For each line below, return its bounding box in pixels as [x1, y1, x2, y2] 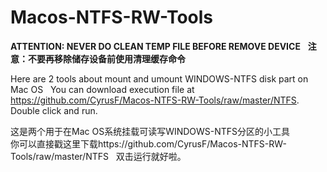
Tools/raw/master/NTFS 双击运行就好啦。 [10, 150, 187, 162]
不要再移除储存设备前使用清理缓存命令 [27, 52, 186, 65]
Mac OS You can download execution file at [10, 83, 195, 95]
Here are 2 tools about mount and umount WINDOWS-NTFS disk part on [10, 72, 309, 85]
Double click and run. [10, 104, 98, 116]
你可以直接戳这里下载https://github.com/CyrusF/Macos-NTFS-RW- [10, 137, 287, 150]
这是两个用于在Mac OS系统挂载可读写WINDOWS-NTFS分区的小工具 [10, 125, 291, 137]
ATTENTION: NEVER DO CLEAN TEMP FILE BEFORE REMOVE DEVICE [10, 40, 301, 52]
